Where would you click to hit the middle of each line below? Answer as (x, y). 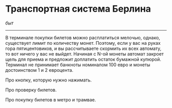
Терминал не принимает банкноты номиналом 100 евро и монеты (78, 65)
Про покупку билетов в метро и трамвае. (51, 99)
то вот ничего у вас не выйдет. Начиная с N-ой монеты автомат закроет (84, 53)
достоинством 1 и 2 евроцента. (39, 70)
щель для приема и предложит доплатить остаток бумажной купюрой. (83, 59)
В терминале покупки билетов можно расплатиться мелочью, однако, (83, 37)
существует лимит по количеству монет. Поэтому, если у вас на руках (83, 43)
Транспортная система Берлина (78, 9)
